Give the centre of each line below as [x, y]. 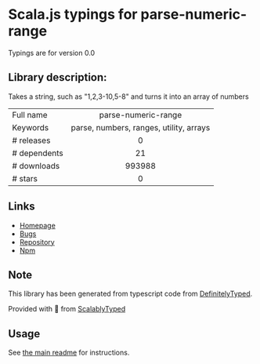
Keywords [31, 127]
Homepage [38, 225]
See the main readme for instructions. [69, 353]
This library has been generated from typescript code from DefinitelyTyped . [130, 294]
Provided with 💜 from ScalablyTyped [67, 309]
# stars [25, 178]
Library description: [58, 77]
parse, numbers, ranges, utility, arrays [141, 127]
